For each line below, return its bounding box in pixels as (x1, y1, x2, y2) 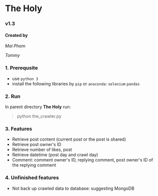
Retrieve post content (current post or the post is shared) (12, 136, 126, 142)
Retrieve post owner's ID (12, 142, 62, 147)
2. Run (5, 93, 21, 99)
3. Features (5, 125, 32, 132)
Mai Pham (5, 43, 26, 49)
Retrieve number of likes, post (12, 147, 72, 153)
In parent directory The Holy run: (5, 104, 71, 110)
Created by (5, 32, 28, 38)
